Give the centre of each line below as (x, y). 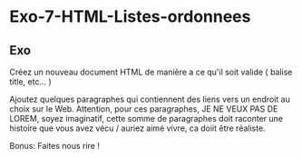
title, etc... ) (30, 82)
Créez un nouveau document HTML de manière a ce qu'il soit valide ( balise (151, 72)
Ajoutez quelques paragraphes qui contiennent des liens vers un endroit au (150, 99)
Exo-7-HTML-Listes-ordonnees (130, 17)
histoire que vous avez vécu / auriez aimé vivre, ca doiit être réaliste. (137, 128)
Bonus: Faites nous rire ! (54, 146)
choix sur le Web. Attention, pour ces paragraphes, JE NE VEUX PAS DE (144, 109)
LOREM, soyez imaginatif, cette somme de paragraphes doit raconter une (146, 118)
